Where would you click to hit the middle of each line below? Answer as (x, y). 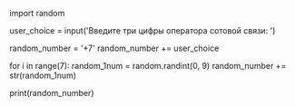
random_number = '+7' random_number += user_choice (114, 48)
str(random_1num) (43, 75)
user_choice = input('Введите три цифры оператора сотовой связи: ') (143, 30)
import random (37, 13)
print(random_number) (52, 93)
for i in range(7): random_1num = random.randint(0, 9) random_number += (148, 66)
